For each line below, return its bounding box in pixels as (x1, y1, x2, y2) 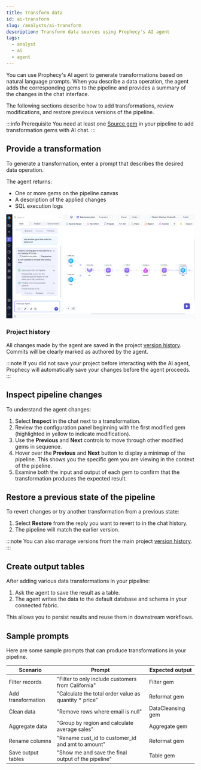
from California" (56, 682, 96, 689)
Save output (8, 748, 39, 756)
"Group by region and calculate (56, 720, 133, 727)
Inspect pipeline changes (6, 390, 103, 400)
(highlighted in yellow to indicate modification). (14, 430, 130, 437)
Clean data (8, 708, 36, 715)
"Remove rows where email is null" (56, 708, 142, 715)
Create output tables (6, 562, 85, 572)
